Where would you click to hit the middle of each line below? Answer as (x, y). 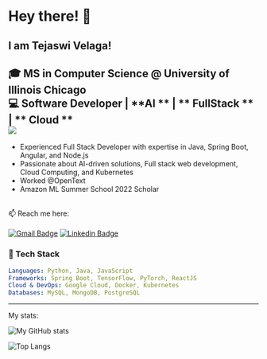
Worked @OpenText (52, 181)
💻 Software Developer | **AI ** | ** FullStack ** (131, 103)
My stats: (23, 316)
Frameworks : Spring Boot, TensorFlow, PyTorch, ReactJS (103, 278)
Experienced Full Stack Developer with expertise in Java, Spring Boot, (134, 147)
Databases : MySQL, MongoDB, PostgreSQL (74, 293)
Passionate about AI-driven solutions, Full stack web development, (129, 164)
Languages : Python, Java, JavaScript (71, 271)
